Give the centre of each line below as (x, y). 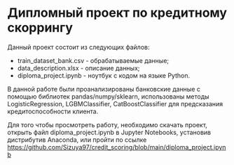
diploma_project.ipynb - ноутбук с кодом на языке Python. (104, 76)
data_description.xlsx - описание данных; (78, 68)
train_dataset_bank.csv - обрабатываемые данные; (93, 60)
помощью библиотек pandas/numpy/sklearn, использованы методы (108, 96)
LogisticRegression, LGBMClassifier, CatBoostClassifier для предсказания (115, 103)
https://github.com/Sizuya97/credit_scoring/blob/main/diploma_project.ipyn (117, 147)
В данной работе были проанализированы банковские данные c (104, 89)
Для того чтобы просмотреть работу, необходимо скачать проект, (108, 124)
